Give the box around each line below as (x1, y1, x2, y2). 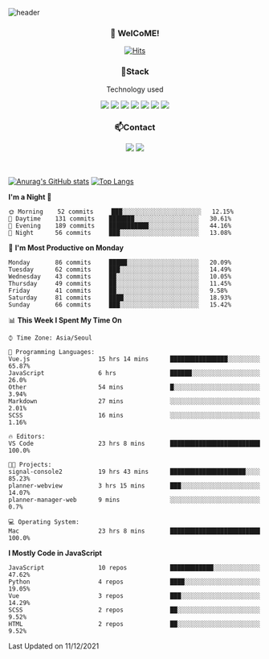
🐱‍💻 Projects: (8, 460, 52, 468)
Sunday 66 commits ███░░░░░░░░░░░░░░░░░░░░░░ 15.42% (8, 300, 231, 309)
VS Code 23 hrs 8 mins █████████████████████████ (8, 439, 261, 447)
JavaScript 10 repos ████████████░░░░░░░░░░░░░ (8, 563, 261, 571)
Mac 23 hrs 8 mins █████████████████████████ (8, 527, 261, 535)
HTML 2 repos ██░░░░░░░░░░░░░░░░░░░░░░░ (8, 620, 261, 628)
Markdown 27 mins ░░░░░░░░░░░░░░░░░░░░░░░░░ (8, 397, 261, 406)
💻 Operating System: (8, 517, 80, 526)
